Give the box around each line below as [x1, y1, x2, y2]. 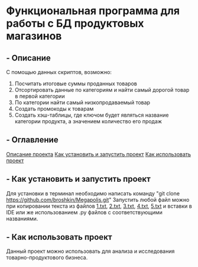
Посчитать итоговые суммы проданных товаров [14, 80, 137, 87]
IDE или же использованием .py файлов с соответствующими [6, 208, 163, 215]
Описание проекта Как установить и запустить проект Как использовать [6, 150, 191, 157]
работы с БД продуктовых [6, 17, 144, 30]
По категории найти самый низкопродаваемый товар [14, 99, 151, 106]
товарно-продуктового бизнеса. [6, 254, 88, 261]
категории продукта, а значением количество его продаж [14, 118, 163, 125]
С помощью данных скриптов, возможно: [6, 69, 112, 75]
